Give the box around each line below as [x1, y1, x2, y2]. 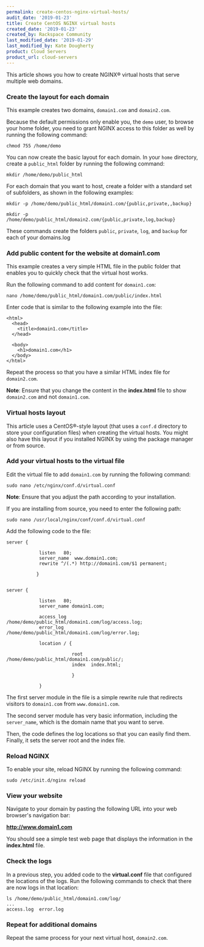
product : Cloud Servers [6, 49, 67, 55]
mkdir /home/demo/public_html [6, 172, 83, 178]
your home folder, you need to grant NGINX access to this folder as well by [6, 124, 194, 131]
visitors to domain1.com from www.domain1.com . [6, 700, 120, 707]
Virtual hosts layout [6, 408, 66, 417]
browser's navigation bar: [6, 812, 71, 819]
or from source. [6, 442, 46, 449]
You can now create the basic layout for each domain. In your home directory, [6, 153, 199, 161]
